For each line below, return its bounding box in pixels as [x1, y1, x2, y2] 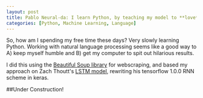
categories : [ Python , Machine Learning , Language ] [6, 20, 137, 26]
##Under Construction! [6, 86, 64, 93]
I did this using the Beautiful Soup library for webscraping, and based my [6, 61, 188, 68]
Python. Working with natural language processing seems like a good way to [6, 43, 197, 50]
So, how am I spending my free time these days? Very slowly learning [6, 37, 179, 44]
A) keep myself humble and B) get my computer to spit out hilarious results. [6, 50, 195, 57]
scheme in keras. [6, 74, 49, 82]
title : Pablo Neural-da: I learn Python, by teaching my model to [6, 15, 177, 21]
